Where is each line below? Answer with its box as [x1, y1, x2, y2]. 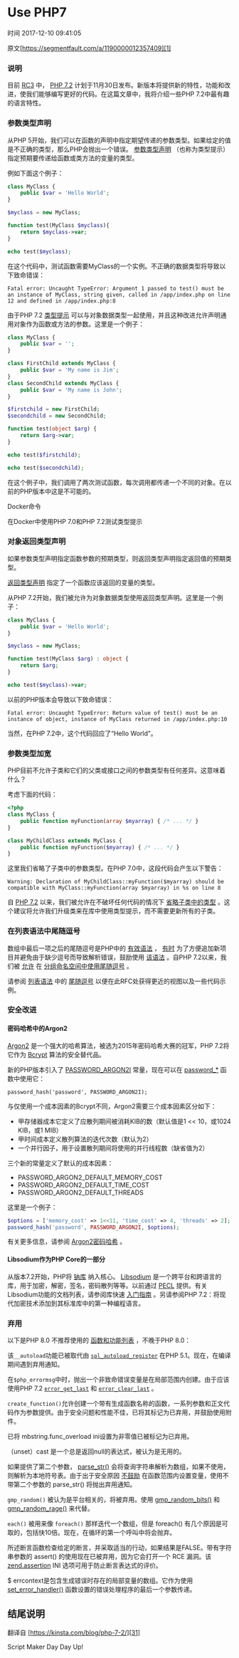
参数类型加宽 [7, 748, 52, 758]
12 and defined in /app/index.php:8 [7, 297, 116, 305]
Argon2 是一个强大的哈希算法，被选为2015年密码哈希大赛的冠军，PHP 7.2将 [7, 1041, 230, 1050]
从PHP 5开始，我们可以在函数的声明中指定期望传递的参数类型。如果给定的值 [7, 136, 231, 145]
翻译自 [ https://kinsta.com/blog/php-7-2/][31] [7, 1628, 141, 1637]
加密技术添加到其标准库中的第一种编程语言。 [13, 1298, 144, 1307]
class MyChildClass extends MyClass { [7, 837, 122, 844]
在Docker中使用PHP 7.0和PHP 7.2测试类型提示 [7, 517, 143, 525]
